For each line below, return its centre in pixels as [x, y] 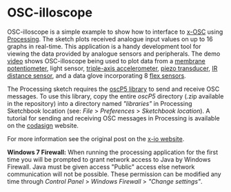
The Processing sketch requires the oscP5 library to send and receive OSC [113, 89]
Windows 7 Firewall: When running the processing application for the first [113, 152]
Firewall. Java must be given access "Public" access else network [101, 167]
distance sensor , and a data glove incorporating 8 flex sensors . [97, 75]
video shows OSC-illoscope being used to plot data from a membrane [106, 61]
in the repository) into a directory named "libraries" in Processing [100, 103]
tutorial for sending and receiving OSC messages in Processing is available [113, 118]
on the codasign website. [43, 125]
